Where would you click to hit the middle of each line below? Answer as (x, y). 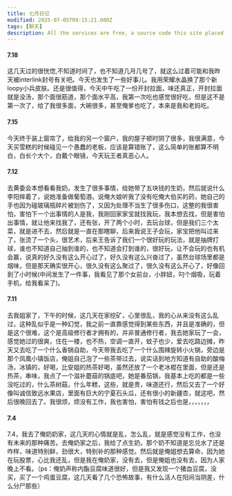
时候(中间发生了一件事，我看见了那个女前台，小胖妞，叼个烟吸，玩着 (123, 274)
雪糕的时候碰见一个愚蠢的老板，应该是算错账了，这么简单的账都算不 (116, 146)
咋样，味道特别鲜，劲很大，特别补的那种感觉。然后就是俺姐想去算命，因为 (113, 451)
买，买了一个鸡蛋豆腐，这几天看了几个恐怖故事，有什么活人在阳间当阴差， (113, 477)
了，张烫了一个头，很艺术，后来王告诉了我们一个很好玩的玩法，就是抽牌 (110, 240)
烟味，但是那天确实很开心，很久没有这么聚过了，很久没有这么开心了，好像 (113, 265)
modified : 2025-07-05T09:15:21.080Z (60, 20)
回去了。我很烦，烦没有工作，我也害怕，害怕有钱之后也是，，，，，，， (119, 402)
